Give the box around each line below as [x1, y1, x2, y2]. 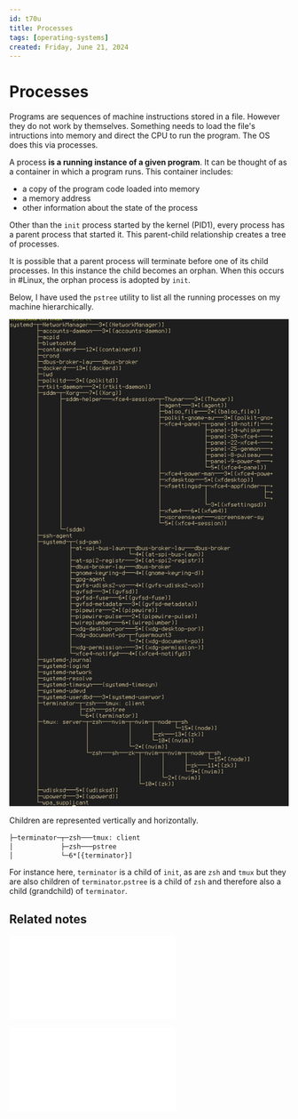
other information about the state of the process [21, 203, 198, 213]
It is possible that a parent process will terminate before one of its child [9, 256, 269, 267]
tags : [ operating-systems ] [9, 33, 109, 42]
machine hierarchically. [9, 302, 94, 312]
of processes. [9, 238, 60, 249]
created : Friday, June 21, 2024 [9, 43, 129, 52]
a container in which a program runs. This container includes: [9, 166, 233, 177]
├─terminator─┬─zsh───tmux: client [9, 833, 141, 842]
